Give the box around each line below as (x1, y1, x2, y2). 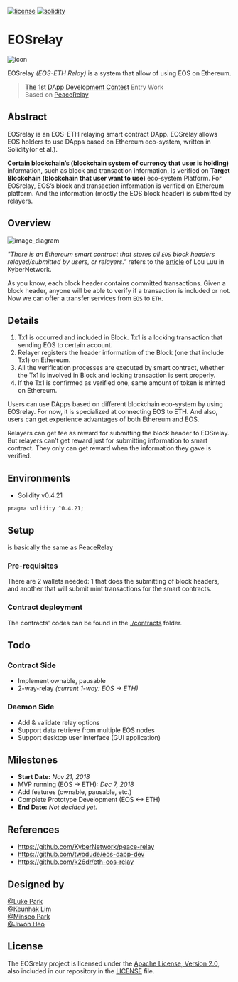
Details (7, 314, 39, 327)
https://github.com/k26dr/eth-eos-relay (17, 857, 134, 866)
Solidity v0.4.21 (17, 491, 63, 500)
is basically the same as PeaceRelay (7, 543, 114, 551)
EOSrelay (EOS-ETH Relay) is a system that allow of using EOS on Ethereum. (7, 68, 232, 78)
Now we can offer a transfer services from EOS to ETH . (7, 294, 163, 302)
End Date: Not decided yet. (17, 803, 98, 811)
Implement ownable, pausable (17, 677, 107, 685)
